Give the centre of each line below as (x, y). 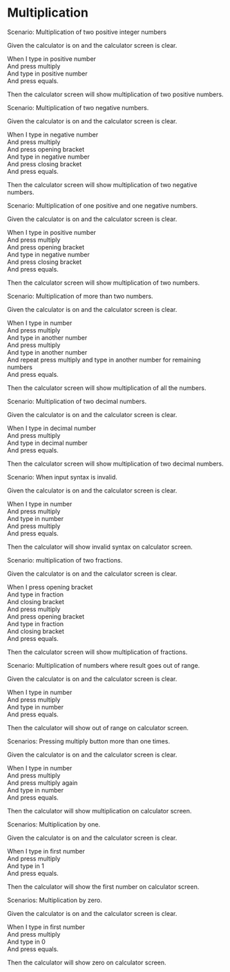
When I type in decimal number (52, 428)
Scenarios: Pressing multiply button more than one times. (89, 741)
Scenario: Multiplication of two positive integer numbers (87, 32)
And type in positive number (47, 73)
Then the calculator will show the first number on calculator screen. (103, 886)
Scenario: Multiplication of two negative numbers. (78, 107)
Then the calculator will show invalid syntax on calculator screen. (100, 547)
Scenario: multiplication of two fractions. (65, 560)
